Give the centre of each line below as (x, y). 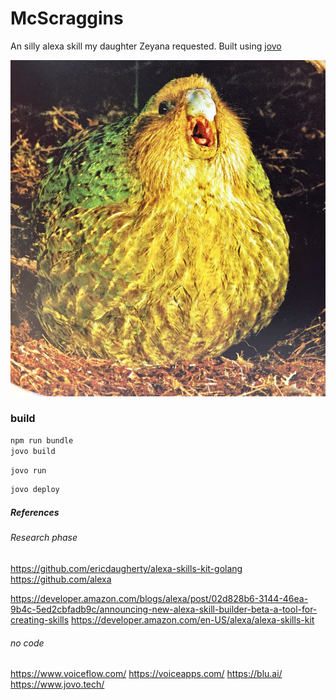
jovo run (28, 470)
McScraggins (67, 18)
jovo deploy (35, 490)
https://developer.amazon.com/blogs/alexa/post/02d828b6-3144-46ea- (159, 598)
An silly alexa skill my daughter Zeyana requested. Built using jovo (146, 46)
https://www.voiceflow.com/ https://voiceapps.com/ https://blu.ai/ (146, 674)
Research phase (44, 538)
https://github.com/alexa (61, 579)
